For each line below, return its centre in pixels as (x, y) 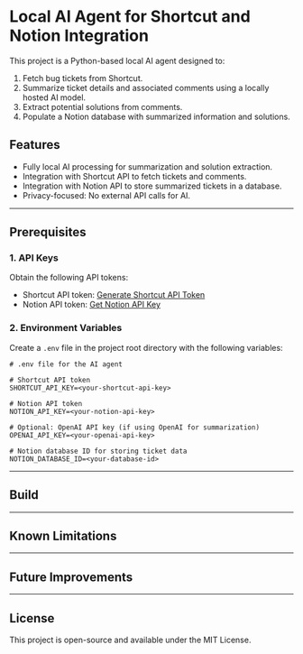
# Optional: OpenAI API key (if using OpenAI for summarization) (134, 427)
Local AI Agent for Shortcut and (130, 17)
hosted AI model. (54, 97)
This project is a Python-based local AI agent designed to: (117, 60)
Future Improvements (71, 577)
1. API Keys (34, 258)
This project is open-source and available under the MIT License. (130, 640)
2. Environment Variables (66, 328)
